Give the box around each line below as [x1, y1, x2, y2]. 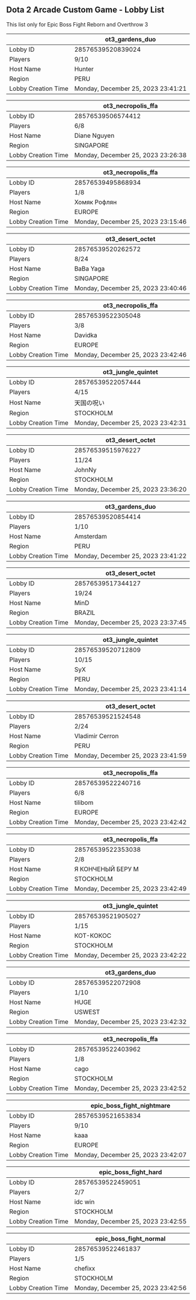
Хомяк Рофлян [74, 198, 117, 206]
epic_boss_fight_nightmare [90, 1101, 171, 1109]
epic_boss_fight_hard [99, 1168, 162, 1176]
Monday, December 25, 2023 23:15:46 [74, 217, 187, 226]
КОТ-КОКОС [74, 931, 112, 940]
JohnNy [74, 466, 97, 474]
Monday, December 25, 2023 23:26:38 [74, 150, 187, 159]
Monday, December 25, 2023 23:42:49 [74, 884, 187, 893]
